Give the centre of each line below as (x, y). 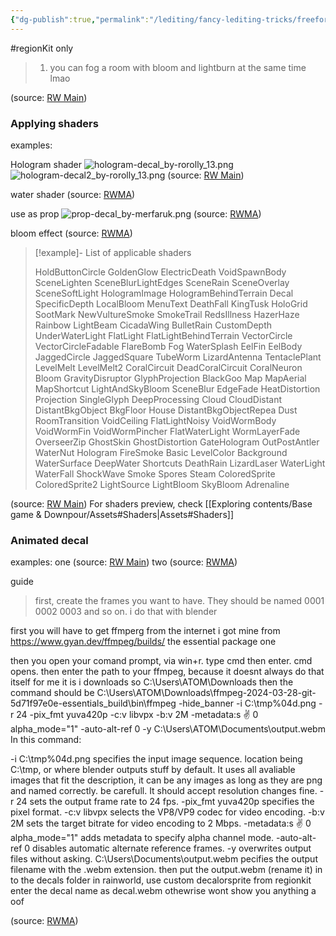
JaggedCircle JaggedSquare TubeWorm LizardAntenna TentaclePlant (178, 357)
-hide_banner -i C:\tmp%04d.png (247, 703)
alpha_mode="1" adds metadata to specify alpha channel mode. (142, 838)
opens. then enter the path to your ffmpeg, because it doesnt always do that (167, 672)
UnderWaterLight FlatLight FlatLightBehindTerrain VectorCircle (163, 335)
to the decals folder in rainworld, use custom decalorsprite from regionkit (161, 880)
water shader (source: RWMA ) (73, 194)
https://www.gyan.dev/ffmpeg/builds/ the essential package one (143, 642)
